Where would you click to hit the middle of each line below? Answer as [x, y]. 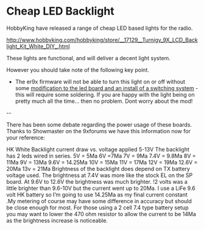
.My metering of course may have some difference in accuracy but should [99, 201]
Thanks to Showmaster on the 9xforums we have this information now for [98, 131]
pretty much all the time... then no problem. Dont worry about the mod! [104, 101]
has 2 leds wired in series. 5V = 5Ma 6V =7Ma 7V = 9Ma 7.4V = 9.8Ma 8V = [101, 156]
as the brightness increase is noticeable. [57, 220]
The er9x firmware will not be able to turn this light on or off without [100, 82]
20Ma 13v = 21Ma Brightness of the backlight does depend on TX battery [98, 169]
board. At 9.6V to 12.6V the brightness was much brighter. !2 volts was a [97, 181]
